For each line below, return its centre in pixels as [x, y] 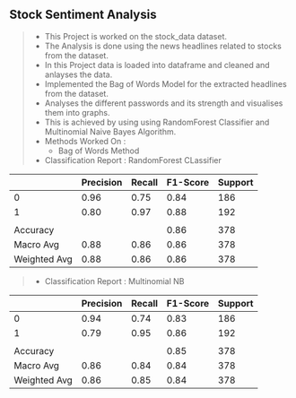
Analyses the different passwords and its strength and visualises [164, 103]
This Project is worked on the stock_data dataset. [135, 36]
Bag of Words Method [99, 151]
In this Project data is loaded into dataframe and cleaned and [157, 65]
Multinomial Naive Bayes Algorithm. [110, 131]
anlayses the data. [78, 74]
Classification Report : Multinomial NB [115, 281]
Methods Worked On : [85, 141]
